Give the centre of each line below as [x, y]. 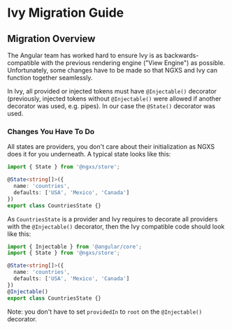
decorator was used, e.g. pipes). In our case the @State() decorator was [111, 106]
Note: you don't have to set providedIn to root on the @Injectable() [105, 312]
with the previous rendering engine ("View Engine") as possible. [133, 63]
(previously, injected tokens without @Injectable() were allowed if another [114, 98]
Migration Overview [51, 39]
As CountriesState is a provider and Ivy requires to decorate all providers [113, 219]
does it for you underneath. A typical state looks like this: [89, 154]
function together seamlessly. [50, 78]
